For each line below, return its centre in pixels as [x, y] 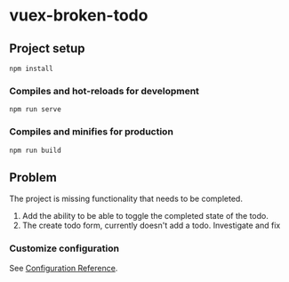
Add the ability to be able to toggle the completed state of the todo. [145, 216]
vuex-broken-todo [79, 16]
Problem [33, 177]
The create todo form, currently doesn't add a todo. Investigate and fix [151, 226]
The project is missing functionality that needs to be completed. [126, 199]
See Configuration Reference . [64, 268]
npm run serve [36, 109]
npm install [31, 68]
